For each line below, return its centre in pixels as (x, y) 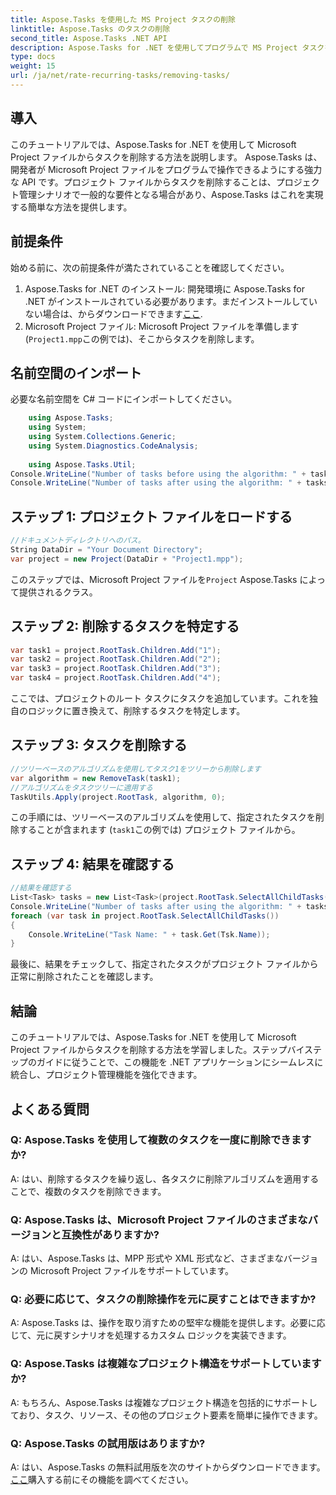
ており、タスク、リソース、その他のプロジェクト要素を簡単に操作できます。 (166, 1415)
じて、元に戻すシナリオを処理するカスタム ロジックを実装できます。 (151, 1335)
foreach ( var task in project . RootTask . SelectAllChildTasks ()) (145, 916)
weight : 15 (33, 66)
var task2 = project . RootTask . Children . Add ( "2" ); (116, 659)
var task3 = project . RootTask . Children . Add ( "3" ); (116, 669)
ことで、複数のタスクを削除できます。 (88, 1191)
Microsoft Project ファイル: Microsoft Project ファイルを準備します (162, 326)
